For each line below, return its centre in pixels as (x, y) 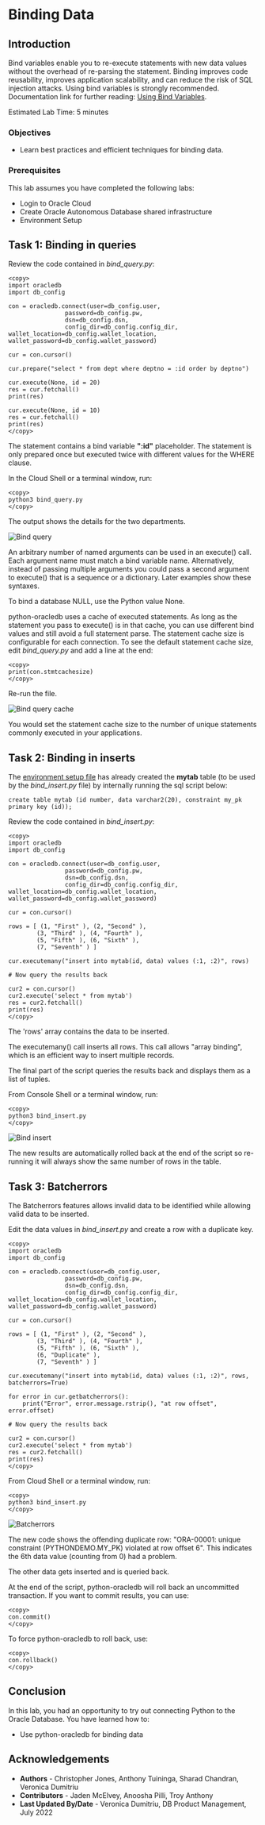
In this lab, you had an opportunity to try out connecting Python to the (122, 1710)
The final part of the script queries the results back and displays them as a (129, 1071)
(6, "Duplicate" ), (69, 1355)
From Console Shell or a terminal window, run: (83, 1095)
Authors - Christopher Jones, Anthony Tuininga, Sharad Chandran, (129, 1778)
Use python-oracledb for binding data (81, 1734)
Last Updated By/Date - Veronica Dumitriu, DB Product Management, (133, 1804)
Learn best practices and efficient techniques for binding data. (121, 150)
